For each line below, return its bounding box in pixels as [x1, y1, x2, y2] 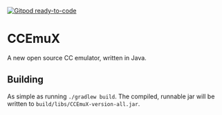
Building [7, 73, 44, 86]
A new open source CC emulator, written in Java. [7, 53, 147, 62]
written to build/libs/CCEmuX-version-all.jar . [7, 99, 140, 107]
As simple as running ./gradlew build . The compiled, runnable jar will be [7, 92, 215, 100]
